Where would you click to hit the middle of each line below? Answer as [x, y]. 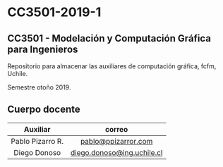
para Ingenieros [43, 49]
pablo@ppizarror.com [116, 141]
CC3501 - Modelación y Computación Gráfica [109, 38]
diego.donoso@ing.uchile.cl [116, 152]
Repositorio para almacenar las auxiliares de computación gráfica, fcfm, [112, 66]
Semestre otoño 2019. [39, 87]
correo [116, 129]
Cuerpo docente [44, 110]
